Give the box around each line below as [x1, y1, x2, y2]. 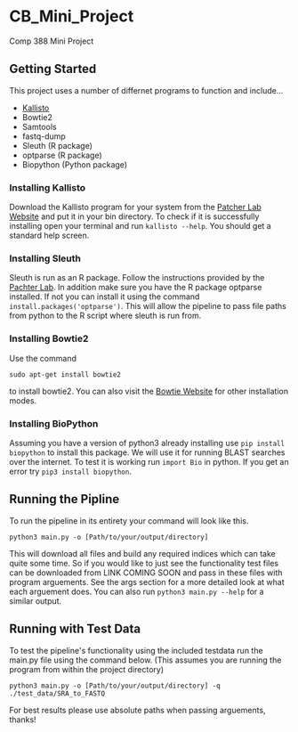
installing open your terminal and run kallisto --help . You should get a [9, 221, 271, 232]
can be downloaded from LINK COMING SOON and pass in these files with [9, 567, 283, 578]
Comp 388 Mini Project [9, 36, 94, 46]
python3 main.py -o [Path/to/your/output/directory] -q [9, 681, 221, 690]
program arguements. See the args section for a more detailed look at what [9, 576, 285, 587]
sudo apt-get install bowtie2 [9, 370, 122, 379]
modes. [9, 394, 37, 406]
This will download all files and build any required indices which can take [9, 548, 276, 558]
